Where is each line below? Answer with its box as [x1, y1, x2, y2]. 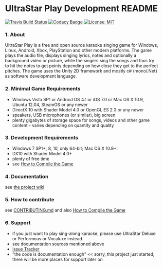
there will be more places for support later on [12, 256, 103, 262]
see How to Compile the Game [12, 161, 74, 167]
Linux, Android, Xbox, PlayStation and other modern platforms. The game [5, 47, 152, 53]
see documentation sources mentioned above [12, 241, 105, 247]
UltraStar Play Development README [5, 3, 158, 14]
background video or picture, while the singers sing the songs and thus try [5, 58, 155, 64]
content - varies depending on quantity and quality [12, 122, 114, 128]
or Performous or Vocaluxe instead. [12, 235, 84, 241]
